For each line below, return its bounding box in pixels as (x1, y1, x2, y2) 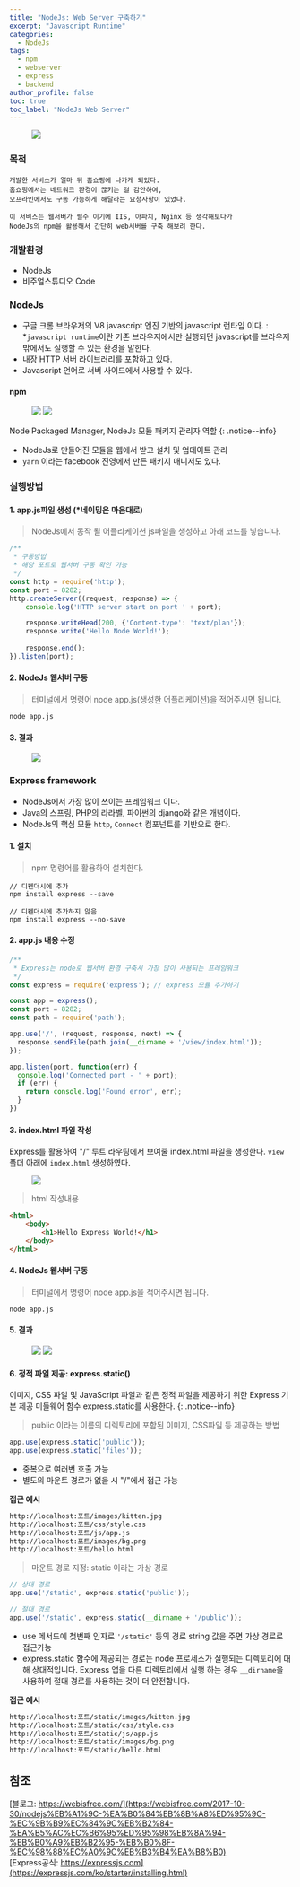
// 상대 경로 (9, 1580, 51, 1589)
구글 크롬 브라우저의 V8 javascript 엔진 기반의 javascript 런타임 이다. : (21, 320, 269, 331)
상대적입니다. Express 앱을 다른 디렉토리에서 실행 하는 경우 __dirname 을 (31, 1664, 284, 1674)
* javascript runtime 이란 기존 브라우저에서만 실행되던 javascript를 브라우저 (21, 331, 291, 342)
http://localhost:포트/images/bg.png (9, 1536, 146, 1546)
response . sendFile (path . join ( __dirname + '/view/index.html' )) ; (17, 1037, 262, 1046)
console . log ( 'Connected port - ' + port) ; (17, 1070, 178, 1079)
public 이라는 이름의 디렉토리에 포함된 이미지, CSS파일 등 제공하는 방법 (30, 1420, 280, 1431)
